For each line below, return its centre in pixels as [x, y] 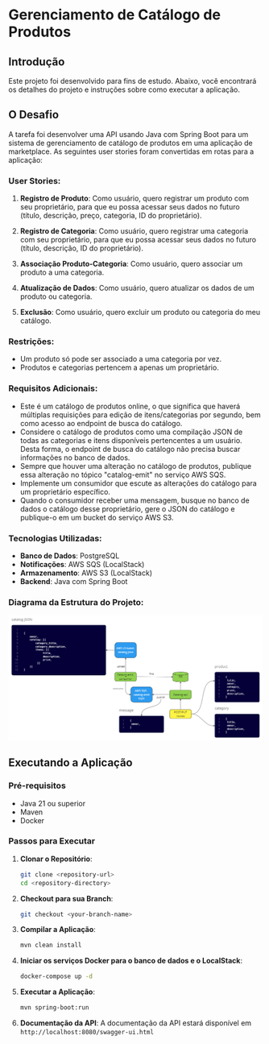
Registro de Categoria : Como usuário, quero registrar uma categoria [134, 231]
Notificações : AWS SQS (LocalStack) [82, 564]
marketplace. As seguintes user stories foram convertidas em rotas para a [131, 151]
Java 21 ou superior [53, 803]
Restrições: [31, 342]
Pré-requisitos [37, 785]
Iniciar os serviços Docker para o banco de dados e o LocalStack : [131, 961]
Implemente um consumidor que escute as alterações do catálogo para [139, 483]
